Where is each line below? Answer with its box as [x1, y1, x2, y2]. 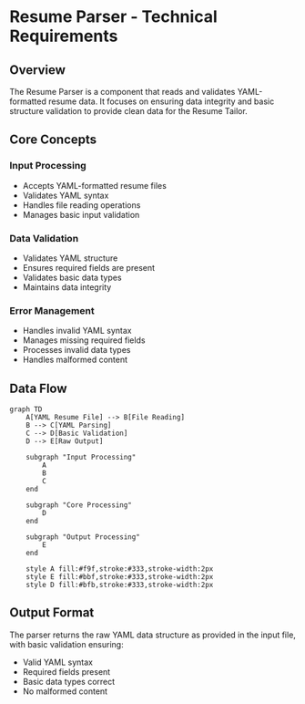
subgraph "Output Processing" [25, 533, 141, 542]
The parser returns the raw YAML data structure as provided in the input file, [9, 629, 296, 640]
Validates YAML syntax [22, 190, 109, 201]
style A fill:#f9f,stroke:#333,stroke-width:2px [25, 564, 214, 574]
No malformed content [22, 686, 107, 697]
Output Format [9, 605, 95, 621]
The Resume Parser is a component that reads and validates [9, 87, 236, 97]
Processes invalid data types [22, 345, 131, 356]
